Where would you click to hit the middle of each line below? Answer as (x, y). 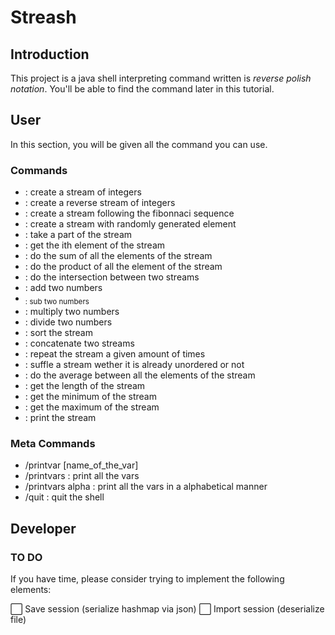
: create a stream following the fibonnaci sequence (129, 213)
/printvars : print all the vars (82, 476)
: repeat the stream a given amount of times (115, 353)
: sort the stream (58, 332)
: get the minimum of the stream (90, 396)
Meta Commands (53, 443)
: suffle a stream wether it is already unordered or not (134, 364)
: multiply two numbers (72, 311)
